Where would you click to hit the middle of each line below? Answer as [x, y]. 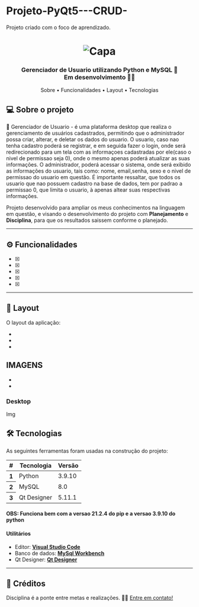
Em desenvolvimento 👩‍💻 [99, 77]
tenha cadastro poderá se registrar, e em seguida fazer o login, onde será [96, 146]
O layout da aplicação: [33, 322]
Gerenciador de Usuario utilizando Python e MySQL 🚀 [99, 70]
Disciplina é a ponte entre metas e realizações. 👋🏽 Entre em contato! [90, 598]
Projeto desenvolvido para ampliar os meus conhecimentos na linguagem [96, 208]
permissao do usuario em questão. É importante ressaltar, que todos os [93, 177]
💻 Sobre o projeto [40, 109]
